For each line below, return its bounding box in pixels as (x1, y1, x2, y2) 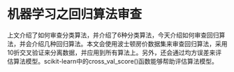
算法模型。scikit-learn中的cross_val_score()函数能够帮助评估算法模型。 (13, 57, 219, 65)
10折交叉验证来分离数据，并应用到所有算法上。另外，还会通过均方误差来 (7, 48, 216, 57)
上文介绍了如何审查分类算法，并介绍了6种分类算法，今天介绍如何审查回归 (7, 31, 219, 39)
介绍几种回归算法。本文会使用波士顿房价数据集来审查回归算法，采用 (31, 39, 228, 48)
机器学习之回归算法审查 (7, 6, 142, 22)
